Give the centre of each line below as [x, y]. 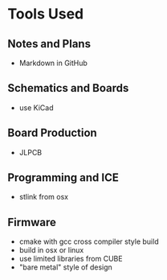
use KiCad [36, 107]
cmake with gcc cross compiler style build [89, 241]
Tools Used [46, 14]
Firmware [32, 222]
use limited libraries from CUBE [71, 259]
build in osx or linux [51, 250]
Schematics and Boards [68, 88]
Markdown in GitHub [53, 63]
